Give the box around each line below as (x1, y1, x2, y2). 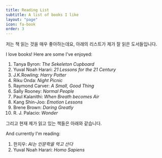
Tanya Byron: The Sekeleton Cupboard (13, 61, 94, 67)
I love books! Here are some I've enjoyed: (6, 51, 93, 58)
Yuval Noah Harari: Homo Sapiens (13, 147, 85, 153)
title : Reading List (6, 7, 50, 13)
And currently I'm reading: (6, 130, 60, 137)
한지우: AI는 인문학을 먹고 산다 (13, 141, 73, 147)
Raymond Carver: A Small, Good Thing (13, 83, 94, 89)
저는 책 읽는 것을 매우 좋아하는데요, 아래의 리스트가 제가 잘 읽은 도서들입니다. (6, 41, 157, 47)
